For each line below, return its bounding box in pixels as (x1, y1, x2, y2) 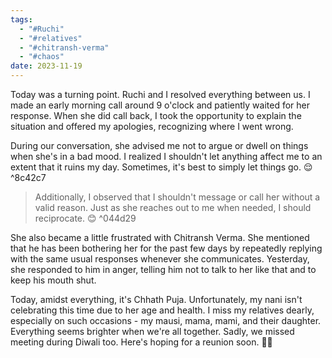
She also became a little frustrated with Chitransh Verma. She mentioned (10, 232, 310, 243)
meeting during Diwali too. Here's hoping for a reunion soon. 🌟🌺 (10, 336, 273, 348)
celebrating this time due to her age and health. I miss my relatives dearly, (10, 304, 315, 316)
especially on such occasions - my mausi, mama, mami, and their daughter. (10, 315, 322, 326)
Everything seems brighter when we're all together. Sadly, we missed (10, 326, 295, 337)
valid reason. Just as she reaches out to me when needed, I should (34, 202, 312, 213)
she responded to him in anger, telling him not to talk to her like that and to (10, 264, 317, 275)
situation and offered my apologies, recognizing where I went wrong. (10, 121, 294, 132)
